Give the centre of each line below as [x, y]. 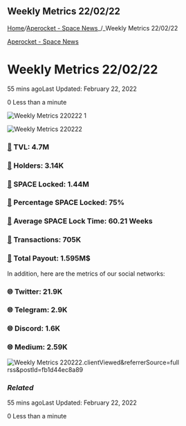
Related [20, 387]
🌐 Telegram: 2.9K [37, 310]
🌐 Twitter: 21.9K [35, 292]
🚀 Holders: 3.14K [36, 166]
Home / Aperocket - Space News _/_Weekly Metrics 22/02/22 [93, 28]
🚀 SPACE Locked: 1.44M [48, 184]
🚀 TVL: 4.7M [28, 147]
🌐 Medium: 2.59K [37, 347]
